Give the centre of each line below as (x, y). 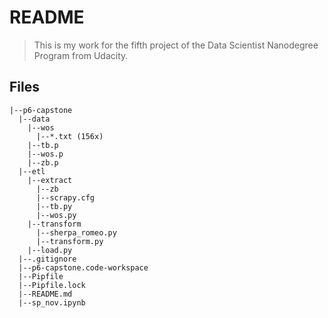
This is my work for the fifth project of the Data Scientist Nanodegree (176, 45)
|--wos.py (56, 215)
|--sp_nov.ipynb (52, 302)
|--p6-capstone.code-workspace (83, 267)
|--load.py (50, 250)
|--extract (50, 180)
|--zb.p (43, 162)
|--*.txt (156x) (69, 136)
